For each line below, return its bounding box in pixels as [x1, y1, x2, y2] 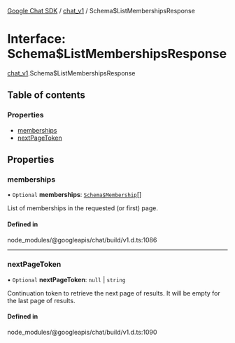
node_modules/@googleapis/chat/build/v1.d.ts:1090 [7, 328, 157, 337]
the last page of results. [7, 296, 76, 305]
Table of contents [7, 89, 85, 101]
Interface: [7, 31, 66, 47]
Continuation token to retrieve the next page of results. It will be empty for [7, 289, 220, 297]
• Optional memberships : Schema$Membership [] [7, 191, 142, 199]
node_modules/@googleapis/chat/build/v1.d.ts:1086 [7, 235, 157, 244]
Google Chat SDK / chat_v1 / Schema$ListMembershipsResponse [7, 7, 196, 15]
